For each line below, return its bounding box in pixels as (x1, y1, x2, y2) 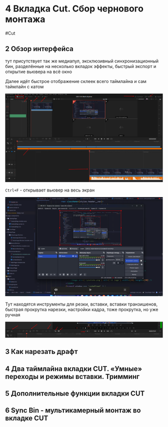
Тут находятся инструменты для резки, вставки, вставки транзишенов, (5, 301, 158, 307)
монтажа (5, 13, 45, 25)
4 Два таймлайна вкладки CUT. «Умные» (5, 364, 142, 373)
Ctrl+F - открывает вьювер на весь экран (5, 187, 95, 193)
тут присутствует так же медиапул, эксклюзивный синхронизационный (5, 58, 159, 64)
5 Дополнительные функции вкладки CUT (5, 389, 145, 397)
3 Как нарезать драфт (5, 347, 78, 356)
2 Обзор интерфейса (5, 44, 73, 53)
